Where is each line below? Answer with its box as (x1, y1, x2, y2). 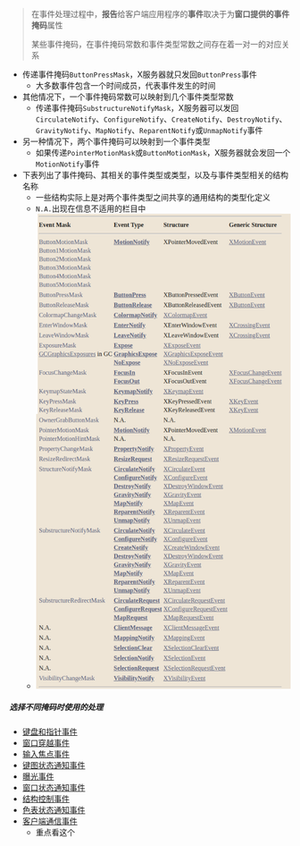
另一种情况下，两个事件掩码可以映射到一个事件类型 (21, 136, 211, 147)
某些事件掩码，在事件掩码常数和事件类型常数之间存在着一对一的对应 (30, 39, 282, 49)
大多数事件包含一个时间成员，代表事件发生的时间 (35, 80, 216, 90)
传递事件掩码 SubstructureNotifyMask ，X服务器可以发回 (35, 103, 239, 113)
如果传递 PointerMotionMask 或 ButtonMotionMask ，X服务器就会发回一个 (35, 148, 291, 157)
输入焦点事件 (21, 749, 70, 759)
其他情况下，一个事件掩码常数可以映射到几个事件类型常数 (21, 91, 234, 102)
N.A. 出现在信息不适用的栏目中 (35, 203, 146, 214)
